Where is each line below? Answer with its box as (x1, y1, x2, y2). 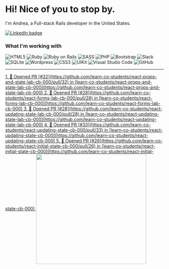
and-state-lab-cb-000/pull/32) (5, 79, 69, 85)
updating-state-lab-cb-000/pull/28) (5, 111, 79, 117)
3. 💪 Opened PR (23, 106, 57, 112)
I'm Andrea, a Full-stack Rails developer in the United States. (5, 20, 131, 26)
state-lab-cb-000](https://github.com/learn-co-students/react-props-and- (5, 84, 160, 91)
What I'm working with (5, 42, 62, 49)
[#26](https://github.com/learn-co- (90, 138, 163, 144)
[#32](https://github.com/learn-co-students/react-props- (38, 74, 157, 80)
